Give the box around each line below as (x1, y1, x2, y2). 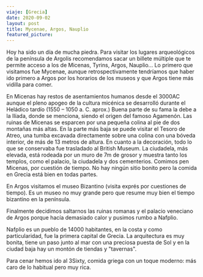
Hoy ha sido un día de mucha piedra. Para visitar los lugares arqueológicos (6, 48, 195, 56)
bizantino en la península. (6, 196, 71, 203)
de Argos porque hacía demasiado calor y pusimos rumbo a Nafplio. (6, 214, 179, 221)
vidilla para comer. (6, 81, 53, 89)
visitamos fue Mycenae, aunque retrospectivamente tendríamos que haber (6, 68, 194, 75)
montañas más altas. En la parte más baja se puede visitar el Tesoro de (6, 125, 185, 133)
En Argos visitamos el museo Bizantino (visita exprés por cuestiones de (6, 183, 186, 190)
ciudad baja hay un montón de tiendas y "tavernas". (6, 245, 137, 253)
